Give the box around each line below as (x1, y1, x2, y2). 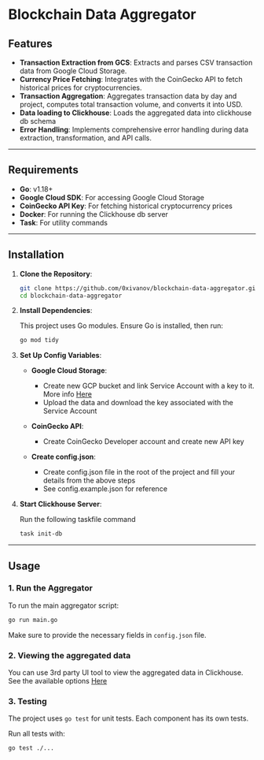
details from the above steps (42, 475, 136, 486)
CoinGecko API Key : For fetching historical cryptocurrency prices (19, 201, 233, 210)
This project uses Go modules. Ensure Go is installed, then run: (19, 321, 224, 330)
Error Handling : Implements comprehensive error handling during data (19, 125, 249, 134)
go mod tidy (19, 337, 59, 345)
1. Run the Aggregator (8, 583, 93, 594)
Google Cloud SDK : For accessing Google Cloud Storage (19, 192, 204, 202)
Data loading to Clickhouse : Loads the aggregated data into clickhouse (19, 108, 252, 117)
